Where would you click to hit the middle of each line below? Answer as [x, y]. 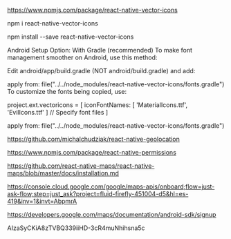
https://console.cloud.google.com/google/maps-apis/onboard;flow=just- [111, 187]
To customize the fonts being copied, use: [67, 92]
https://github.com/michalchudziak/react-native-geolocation [93, 139]
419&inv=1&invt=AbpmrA [42, 201]
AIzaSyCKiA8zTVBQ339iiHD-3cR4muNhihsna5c [76, 228]
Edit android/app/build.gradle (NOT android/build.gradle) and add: [101, 71]
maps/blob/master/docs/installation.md [63, 173]
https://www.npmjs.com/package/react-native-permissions [92, 152]
